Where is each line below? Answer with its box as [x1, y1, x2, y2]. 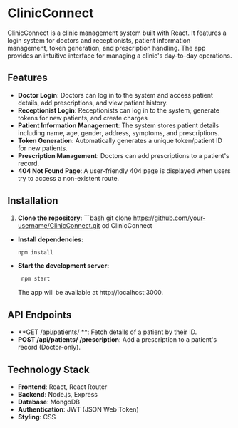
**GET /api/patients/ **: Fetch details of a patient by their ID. [17, 328, 197, 336]
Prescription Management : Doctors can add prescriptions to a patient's [17, 151, 229, 160]
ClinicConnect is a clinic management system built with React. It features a [7, 28, 227, 37]
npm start [21, 276, 51, 283]
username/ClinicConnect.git [17, 221, 100, 229]
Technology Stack [7, 363, 90, 375]
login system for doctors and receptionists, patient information [7, 36, 191, 44]
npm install [17, 249, 53, 256]
